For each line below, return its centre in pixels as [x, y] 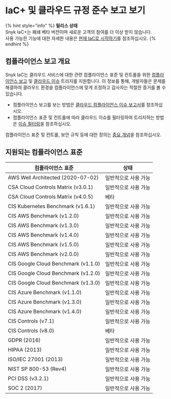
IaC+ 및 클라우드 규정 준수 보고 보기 [75, 10]
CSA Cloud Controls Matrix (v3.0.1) [51, 187]
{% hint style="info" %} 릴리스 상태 [42, 26]
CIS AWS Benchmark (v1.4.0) [43, 235]
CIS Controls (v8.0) [31, 331]
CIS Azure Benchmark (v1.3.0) [45, 302]
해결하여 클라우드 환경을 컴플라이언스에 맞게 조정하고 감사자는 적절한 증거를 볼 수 [86, 87]
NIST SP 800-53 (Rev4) [37, 369]
